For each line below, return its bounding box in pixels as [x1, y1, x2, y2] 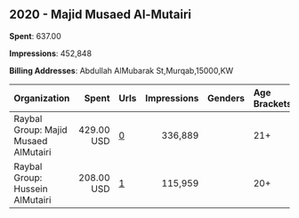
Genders [207, 92, 245, 104]
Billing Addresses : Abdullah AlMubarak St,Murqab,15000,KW [9, 65, 234, 76]
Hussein [13, 182, 48, 195]
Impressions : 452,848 [9, 48, 92, 59]
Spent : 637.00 [9, 30, 62, 41]
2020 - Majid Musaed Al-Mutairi [9, 7, 192, 22]
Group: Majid [13, 124, 69, 136]
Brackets [253, 97, 292, 109]
